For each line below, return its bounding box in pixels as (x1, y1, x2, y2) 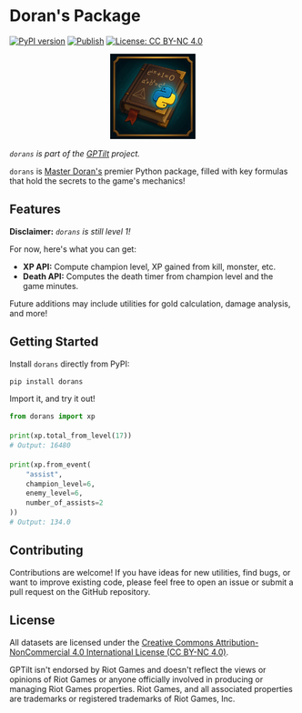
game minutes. (22, 280, 79, 291)
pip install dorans (9, 377, 84, 387)
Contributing (9, 543, 84, 558)
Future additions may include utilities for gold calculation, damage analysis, (9, 297, 291, 309)
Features (9, 202, 61, 217)
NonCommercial (9, 647, 71, 658)
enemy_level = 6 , (25, 488, 84, 498)
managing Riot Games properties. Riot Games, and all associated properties (9, 683, 293, 694)
